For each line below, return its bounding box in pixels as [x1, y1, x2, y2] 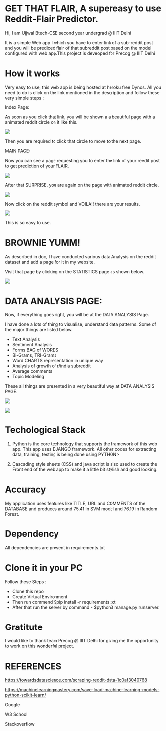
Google [5, 702, 20, 708]
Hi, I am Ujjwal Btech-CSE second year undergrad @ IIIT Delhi [5, 30, 131, 36]
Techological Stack [5, 424, 86, 435]
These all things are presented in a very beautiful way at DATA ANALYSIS [5, 383, 155, 389]
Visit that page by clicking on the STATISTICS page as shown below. [5, 268, 145, 274]
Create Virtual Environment [12, 593, 68, 600]
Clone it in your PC [5, 562, 83, 573]
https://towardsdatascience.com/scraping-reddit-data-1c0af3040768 [5, 677, 147, 683]
